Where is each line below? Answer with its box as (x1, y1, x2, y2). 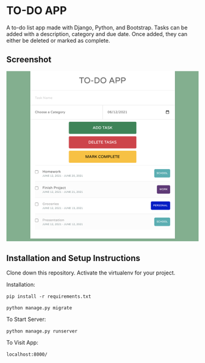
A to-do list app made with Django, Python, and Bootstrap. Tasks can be (6, 24, 188, 31)
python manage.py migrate (6, 305, 72, 311)
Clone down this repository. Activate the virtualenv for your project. (6, 269, 176, 276)
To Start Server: (6, 315, 46, 323)
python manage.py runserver (6, 328, 78, 334)
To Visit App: (6, 339, 38, 347)
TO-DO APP (6, 4, 67, 18)
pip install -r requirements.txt (6, 293, 92, 300)
